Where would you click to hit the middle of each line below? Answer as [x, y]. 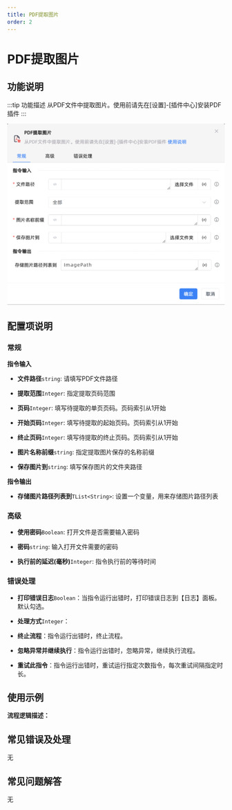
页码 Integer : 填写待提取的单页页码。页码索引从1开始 [91, 408]
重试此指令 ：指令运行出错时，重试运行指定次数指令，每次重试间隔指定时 [120, 665]
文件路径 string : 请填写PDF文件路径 [68, 379]
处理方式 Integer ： [43, 621]
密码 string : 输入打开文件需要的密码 [68, 547]
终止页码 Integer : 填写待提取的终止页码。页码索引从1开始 [97, 438]
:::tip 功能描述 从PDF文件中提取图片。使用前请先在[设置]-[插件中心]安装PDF [115, 104]
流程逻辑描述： [28, 715]
